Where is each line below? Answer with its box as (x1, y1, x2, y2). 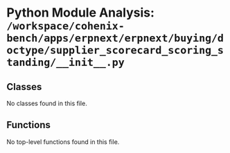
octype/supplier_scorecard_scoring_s (6, 44, 224, 57)
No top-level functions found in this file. (6, 137, 120, 146)
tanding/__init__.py (6, 56, 125, 69)
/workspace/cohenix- (6, 19, 125, 33)
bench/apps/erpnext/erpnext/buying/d (6, 32, 224, 45)
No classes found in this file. (6, 99, 87, 107)
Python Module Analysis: (6, 5, 155, 21)
